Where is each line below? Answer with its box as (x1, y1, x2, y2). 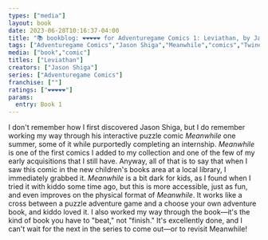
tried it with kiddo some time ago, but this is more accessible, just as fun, (8, 182, 248, 191)
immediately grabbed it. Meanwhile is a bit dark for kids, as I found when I (8, 173, 251, 183)
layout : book (8, 19, 52, 27)
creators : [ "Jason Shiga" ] (8, 64, 98, 72)
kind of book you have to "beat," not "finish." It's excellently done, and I (8, 216, 243, 226)
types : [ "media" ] (8, 11, 66, 20)
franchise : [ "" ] (8, 78, 62, 86)
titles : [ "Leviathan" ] (8, 57, 84, 65)
